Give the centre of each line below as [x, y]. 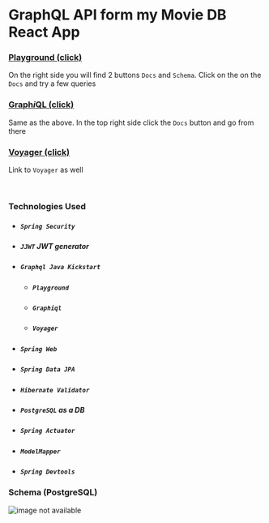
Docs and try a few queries [52, 84]
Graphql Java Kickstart [60, 268]
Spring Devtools [47, 472]
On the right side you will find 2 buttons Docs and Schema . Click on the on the [135, 75]
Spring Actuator [47, 431]
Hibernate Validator [55, 390]
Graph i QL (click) [41, 105]
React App [44, 32]
